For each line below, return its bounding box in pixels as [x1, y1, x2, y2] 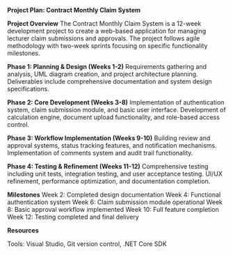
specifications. [7, 85, 50, 93]
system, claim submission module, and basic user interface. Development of [7, 106, 226, 114]
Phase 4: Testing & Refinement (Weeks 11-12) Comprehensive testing [7, 162, 209, 170]
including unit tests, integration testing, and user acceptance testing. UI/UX [7, 170, 223, 178]
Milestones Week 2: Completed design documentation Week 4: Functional [7, 191, 221, 199]
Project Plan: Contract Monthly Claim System [7, 6, 141, 14]
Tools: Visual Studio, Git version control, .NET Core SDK [7, 240, 167, 248]
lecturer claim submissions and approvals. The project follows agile [7, 34, 200, 42]
